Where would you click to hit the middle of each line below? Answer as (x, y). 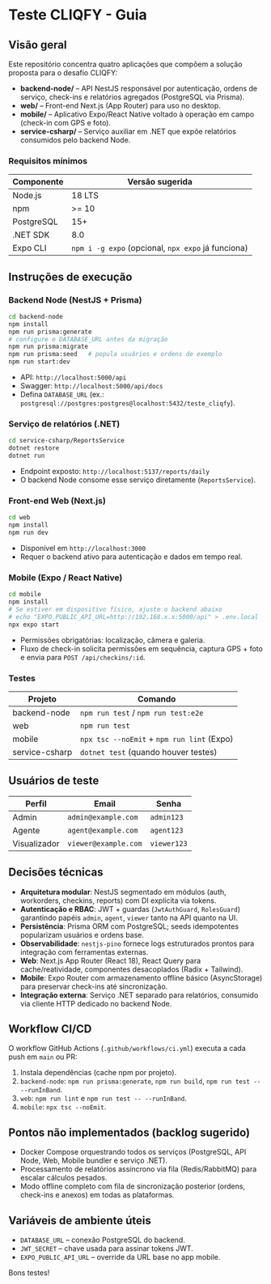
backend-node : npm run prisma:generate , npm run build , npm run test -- (140, 1081)
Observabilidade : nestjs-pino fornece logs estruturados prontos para (137, 943)
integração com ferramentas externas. (84, 951)
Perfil (36, 803)
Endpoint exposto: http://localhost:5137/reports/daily (115, 472)
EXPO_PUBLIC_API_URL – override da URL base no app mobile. (120, 1256)
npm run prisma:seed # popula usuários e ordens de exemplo (115, 354)
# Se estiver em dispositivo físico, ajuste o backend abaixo (115, 609)
